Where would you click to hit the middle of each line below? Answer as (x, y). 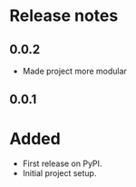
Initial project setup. (59, 173)
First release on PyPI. (62, 163)
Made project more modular (74, 71)
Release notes (64, 16)
